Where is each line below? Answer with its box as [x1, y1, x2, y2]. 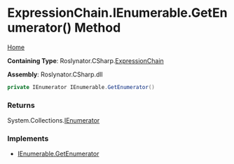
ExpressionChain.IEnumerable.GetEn [7, 5, 228, 21]
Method [74, 20, 121, 36]
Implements [7, 134, 49, 144]
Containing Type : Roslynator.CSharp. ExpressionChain [7, 56, 165, 64]
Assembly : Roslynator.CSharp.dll [7, 70, 103, 78]
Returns [7, 100, 35, 110]
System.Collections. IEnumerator [7, 116, 100, 125]
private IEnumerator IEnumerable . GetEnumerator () [7, 83, 156, 90]
